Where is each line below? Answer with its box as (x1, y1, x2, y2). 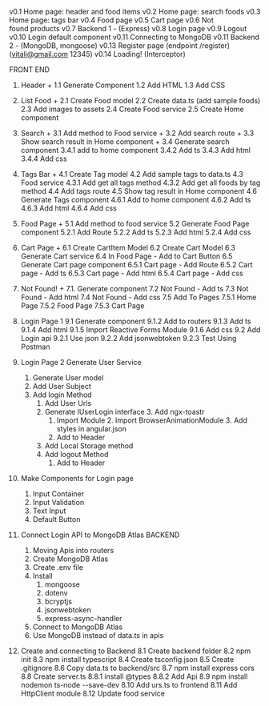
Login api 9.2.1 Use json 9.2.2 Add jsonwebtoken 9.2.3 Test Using (20, 334, 237, 343)
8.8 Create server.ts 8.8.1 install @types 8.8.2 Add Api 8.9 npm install (20, 672, 248, 681)
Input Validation (32, 498, 85, 507)
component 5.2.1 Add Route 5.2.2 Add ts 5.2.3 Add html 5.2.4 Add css (20, 227, 251, 237)
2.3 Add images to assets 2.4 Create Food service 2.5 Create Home (20, 104, 244, 114)
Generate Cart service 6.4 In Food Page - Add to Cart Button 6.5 (20, 251, 233, 261)
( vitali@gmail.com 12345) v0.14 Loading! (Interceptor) (9, 50, 187, 58)
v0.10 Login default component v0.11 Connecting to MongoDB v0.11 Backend (9, 32, 259, 42)
